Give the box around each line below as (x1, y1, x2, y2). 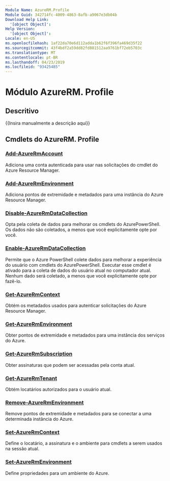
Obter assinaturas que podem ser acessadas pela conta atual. (5, 362, 135, 368)
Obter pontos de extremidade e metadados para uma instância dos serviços (5, 332, 165, 338)
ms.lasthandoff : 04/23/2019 (5, 60, 65, 65)
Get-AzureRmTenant (5, 374, 58, 382)
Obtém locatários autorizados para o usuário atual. (5, 386, 112, 392)
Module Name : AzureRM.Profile (5, 7, 70, 13)
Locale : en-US (5, 36, 36, 41)
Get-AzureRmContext (5, 291, 60, 298)
